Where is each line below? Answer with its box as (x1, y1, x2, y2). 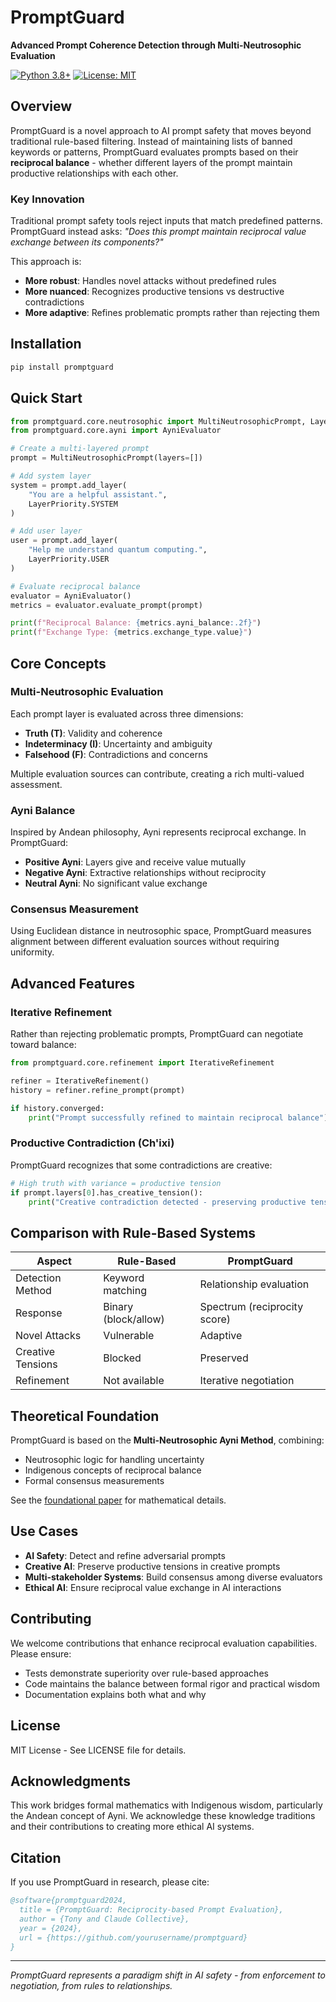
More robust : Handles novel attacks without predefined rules (24, 275, 277, 287)
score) (199, 1312, 232, 1326)
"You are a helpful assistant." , (28, 489, 168, 500)
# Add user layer (10, 526, 83, 536)
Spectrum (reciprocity (199, 1300, 304, 1314)
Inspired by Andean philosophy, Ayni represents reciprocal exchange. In (10, 826, 307, 838)
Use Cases (10, 1523, 79, 1540)
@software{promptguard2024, (10, 1896, 128, 1906)
